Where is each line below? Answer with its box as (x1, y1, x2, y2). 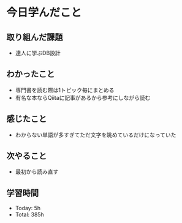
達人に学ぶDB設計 (15, 50, 61, 56)
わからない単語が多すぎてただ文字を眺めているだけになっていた (15, 131, 176, 138)
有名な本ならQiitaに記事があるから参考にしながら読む (15, 94, 151, 101)
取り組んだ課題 (6, 32, 63, 42)
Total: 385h (15, 211, 44, 218)
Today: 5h (15, 205, 41, 212)
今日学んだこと (6, 6, 82, 20)
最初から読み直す (15, 168, 59, 175)
